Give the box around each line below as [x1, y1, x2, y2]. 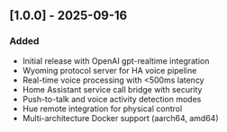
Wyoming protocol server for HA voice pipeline [22, 65, 197, 75]
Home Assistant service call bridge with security [22, 84, 203, 94]
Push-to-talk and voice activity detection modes [22, 93, 202, 104]
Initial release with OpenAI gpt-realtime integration [22, 55, 210, 66]
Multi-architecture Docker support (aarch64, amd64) [22, 112, 219, 123]
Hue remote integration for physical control [22, 103, 183, 114]
